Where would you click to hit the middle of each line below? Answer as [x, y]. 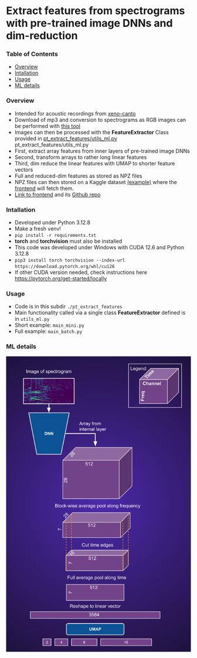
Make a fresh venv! [38, 229]
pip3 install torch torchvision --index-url [70, 260]
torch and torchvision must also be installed [68, 241]
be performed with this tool [47, 126]
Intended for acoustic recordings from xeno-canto [75, 113]
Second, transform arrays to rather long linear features [81, 157]
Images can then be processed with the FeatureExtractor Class [91, 132]
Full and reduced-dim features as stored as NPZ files [78, 176]
